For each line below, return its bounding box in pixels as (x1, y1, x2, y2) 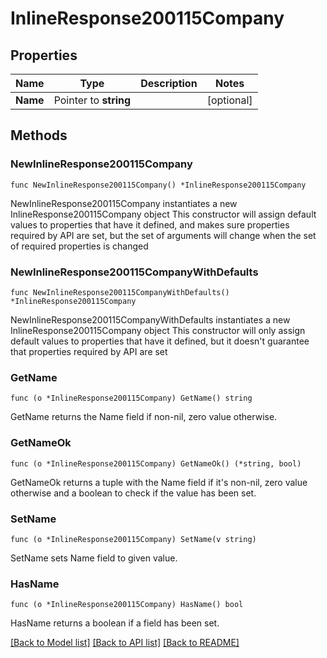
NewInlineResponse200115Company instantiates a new (10, 197, 238, 209)
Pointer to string (53, 93, 132, 107)
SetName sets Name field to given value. (10, 552, 178, 564)
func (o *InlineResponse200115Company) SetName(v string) (10, 534, 257, 544)
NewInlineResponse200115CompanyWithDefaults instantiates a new (10, 313, 291, 326)
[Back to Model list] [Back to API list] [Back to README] (10, 637, 240, 649)
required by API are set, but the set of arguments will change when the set (10, 229, 317, 241)
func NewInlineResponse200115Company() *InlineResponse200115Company (10, 180, 307, 190)
